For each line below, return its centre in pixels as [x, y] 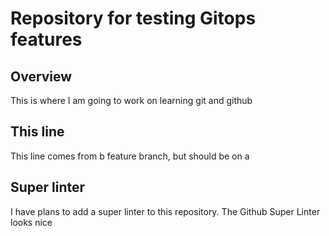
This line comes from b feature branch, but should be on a [130, 156]
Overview [41, 76]
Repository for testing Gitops [133, 18]
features [46, 39]
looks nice [31, 222]
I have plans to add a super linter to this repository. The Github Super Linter [165, 211]
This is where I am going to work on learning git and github [131, 100]
